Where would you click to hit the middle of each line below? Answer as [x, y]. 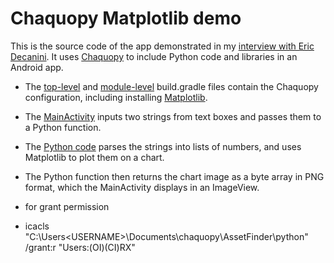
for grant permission [67, 206]
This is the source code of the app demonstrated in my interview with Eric [162, 46]
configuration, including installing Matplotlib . [116, 97]
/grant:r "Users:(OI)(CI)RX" [80, 247]
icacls [37, 226]
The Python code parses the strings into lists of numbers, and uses [163, 146]
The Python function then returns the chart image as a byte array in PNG [174, 176]
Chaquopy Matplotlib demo [126, 18]
